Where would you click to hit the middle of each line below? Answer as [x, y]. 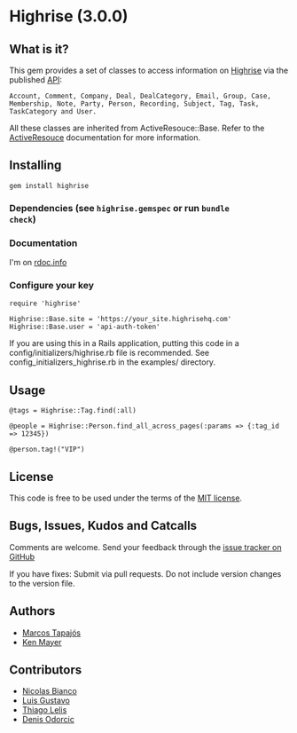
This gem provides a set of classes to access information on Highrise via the [149, 70]
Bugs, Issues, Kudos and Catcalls [103, 526]
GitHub [22, 556]
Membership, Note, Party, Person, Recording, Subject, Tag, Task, [134, 104]
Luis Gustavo [46, 701]
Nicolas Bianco [49, 691]
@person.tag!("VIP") [47, 450]
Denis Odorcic [48, 720]
